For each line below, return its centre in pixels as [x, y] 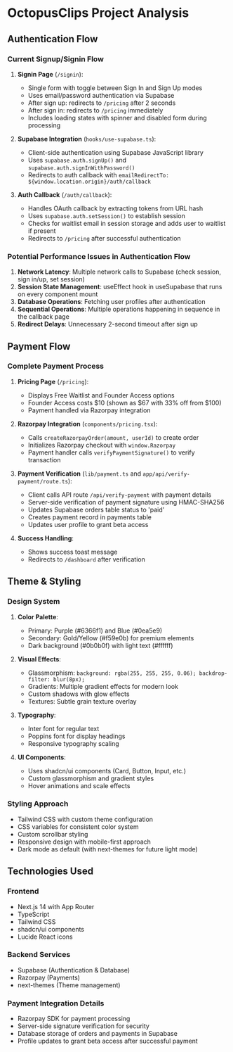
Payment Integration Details [56, 1003]
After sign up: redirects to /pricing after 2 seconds [102, 103]
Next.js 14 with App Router [56, 906]
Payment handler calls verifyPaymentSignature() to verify [111, 452]
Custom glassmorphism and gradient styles [91, 778]
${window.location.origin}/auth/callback [89, 182]
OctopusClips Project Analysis [98, 13]
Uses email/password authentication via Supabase [101, 95]
